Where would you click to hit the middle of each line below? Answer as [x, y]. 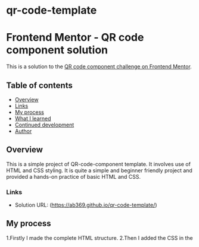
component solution [57, 50]
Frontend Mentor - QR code [75, 38]
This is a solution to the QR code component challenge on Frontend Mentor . [99, 66]
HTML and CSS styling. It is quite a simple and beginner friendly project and [99, 170]
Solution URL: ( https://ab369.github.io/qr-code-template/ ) [86, 205]
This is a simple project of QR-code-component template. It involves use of [98, 164]
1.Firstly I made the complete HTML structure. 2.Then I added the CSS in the [100, 237]
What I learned [33, 118]
